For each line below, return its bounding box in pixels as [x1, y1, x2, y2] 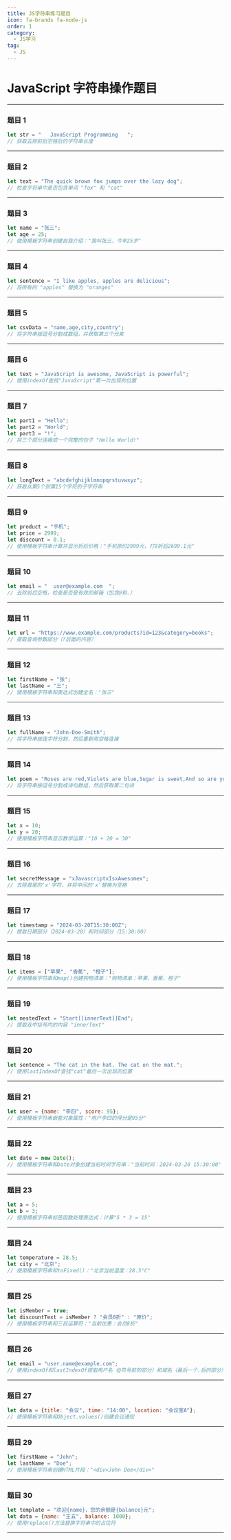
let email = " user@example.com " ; [7, 582, 115, 590]
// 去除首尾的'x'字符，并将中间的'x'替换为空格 [7, 881, 127, 889]
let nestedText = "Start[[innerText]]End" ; [7, 1015, 134, 1022]
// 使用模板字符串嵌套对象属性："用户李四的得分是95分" [7, 1115, 146, 1122]
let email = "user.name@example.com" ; [7, 1361, 118, 1368]
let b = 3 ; [7, 1208, 38, 1215]
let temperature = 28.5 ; [7, 1254, 78, 1261]
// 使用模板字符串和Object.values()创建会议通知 [7, 1413, 135, 1420]
